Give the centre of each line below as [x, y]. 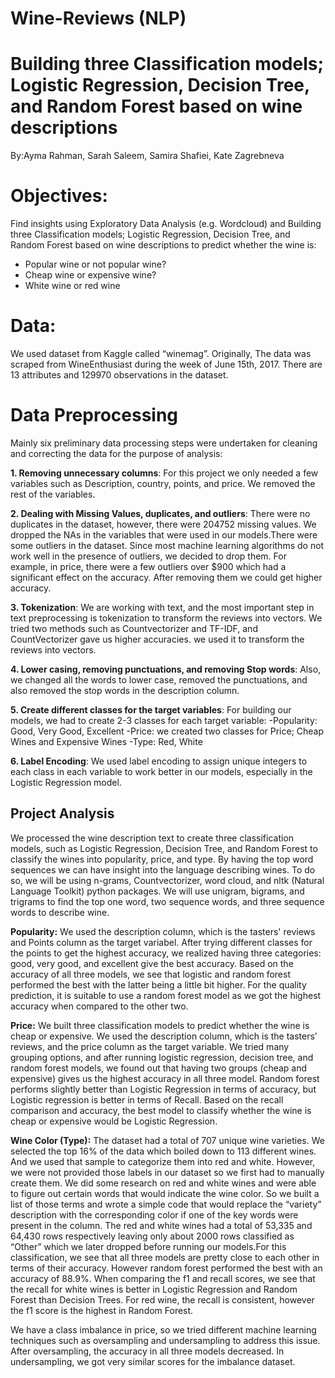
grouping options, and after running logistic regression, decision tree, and [162, 1057]
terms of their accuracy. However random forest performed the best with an [166, 1268]
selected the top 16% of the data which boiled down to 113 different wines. [163, 1151]
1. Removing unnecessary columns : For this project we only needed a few [164, 473]
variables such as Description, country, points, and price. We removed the [163, 483]
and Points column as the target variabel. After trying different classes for [161, 942]
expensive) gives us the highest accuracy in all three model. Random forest [165, 1078]
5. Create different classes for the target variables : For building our [151, 709]
